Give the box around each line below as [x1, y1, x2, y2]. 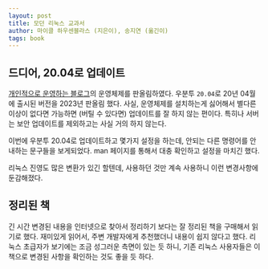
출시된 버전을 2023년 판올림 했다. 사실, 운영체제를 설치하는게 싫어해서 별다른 [16, 99, 257, 108]
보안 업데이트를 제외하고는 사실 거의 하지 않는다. [16, 119, 167, 128]
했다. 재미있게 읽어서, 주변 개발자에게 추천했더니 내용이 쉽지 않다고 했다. [22, 231, 248, 241]
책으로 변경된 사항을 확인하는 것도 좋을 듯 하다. [8, 251, 154, 261]
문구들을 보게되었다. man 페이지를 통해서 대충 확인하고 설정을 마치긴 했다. [29, 146, 260, 156]
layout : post [8, 11, 52, 20]
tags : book [8, 34, 45, 43]
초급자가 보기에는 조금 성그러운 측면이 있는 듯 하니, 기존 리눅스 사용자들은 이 [22, 242, 261, 251]
